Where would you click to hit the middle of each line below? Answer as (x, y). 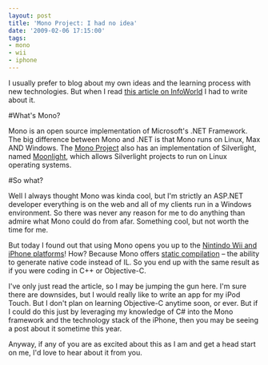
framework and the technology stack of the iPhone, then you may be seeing (133, 319)
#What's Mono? (34, 115)
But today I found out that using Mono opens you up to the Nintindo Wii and (133, 245)
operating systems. (40, 165)
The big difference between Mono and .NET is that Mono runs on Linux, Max (134, 139)
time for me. (28, 229)
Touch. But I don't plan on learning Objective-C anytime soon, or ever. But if (133, 303)
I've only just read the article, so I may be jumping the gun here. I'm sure (127, 286)
